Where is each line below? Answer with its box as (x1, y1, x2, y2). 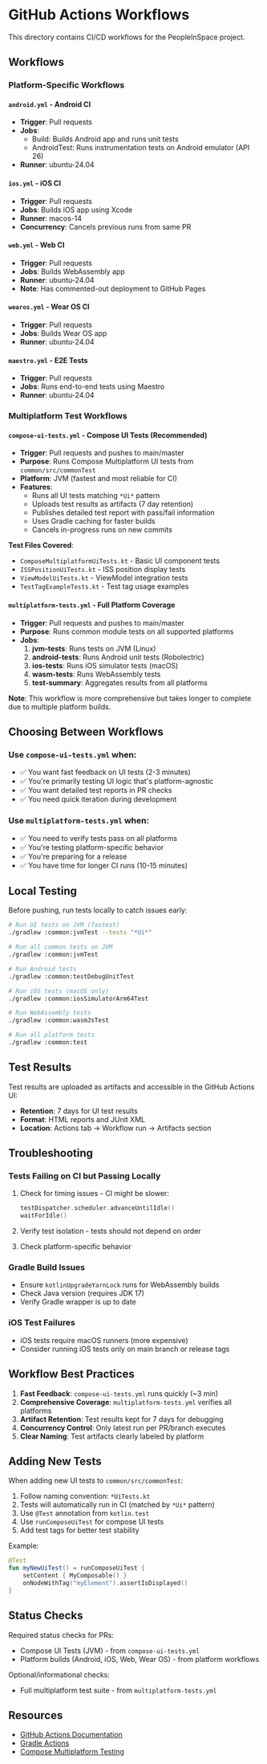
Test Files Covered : (8, 541, 74, 550)
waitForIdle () (19, 1211, 67, 1220)
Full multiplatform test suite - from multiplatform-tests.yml (19, 1685, 217, 1695)
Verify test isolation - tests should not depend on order (19, 1227, 202, 1236)
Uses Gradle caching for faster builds (31, 517, 156, 526)
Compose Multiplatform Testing (19, 1747, 124, 1757)
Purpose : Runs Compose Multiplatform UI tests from (19, 456, 194, 467)
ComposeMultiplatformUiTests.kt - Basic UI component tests (19, 556, 220, 566)
